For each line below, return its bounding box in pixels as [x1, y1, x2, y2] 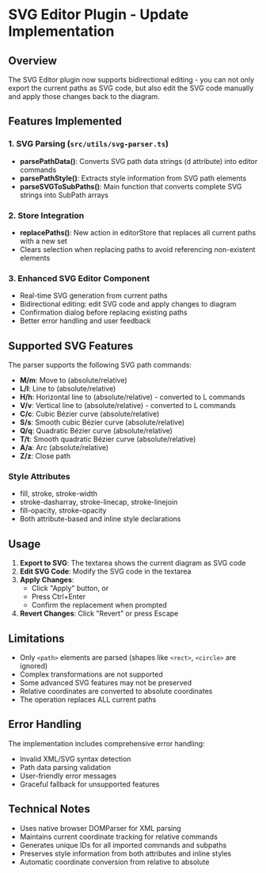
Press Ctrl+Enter [31, 592, 85, 601]
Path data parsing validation [19, 762, 112, 772]
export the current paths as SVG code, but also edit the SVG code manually [8, 83, 254, 93]
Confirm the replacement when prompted [31, 600, 168, 610]
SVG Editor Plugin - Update [8, 6, 189, 24]
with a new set [19, 236, 67, 246]
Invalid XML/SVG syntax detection [19, 754, 131, 764]
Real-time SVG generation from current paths [19, 291, 168, 300]
